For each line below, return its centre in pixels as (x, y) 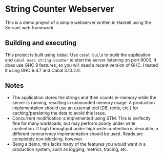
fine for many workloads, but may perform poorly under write (74, 123)
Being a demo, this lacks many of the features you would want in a (79, 144)
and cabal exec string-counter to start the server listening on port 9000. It (81, 60)
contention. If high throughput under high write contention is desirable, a (85, 128)
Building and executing (41, 43)
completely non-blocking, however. (48, 139)
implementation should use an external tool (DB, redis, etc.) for (75, 108)
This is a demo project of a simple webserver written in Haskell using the (78, 22)
